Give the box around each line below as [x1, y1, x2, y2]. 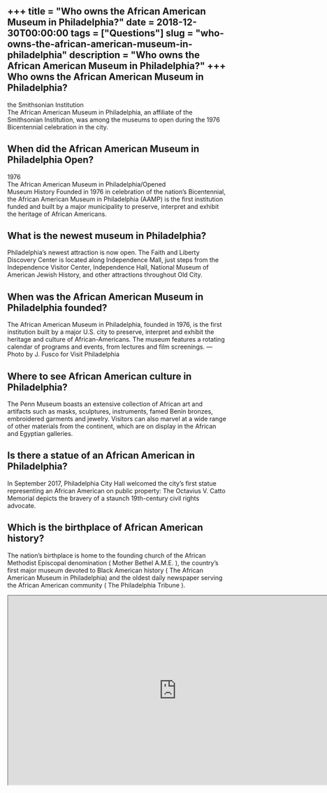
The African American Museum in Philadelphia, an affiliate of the [7, 108, 193, 116]
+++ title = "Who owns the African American [7, 6, 206, 17]
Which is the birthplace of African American [7, 522, 204, 534]
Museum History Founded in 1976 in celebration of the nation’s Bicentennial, [7, 187, 226, 196]
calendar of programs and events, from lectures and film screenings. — [7, 342, 213, 351]
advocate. [7, 501, 36, 509]
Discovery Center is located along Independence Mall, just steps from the [7, 256, 219, 264]
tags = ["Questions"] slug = [70, 27, 194, 39]
